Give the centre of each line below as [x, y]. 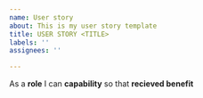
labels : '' [29, 42]
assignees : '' [36, 51]
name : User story [41, 17]
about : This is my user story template [83, 26]
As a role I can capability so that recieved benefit [101, 84]
